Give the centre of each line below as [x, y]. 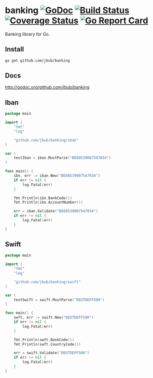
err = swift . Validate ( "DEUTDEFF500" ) [52, 353]
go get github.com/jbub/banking [37, 61]
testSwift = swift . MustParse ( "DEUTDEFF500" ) [59, 300]
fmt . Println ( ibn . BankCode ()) [43, 198]
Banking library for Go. [28, 34]
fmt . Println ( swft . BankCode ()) [44, 340]
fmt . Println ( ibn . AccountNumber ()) [48, 203]
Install [14, 49]
